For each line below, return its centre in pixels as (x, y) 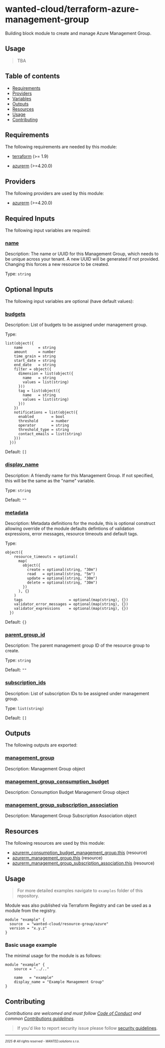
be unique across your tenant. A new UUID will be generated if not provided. (82, 259)
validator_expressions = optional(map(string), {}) (71, 608)
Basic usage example (31, 945)
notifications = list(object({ (46, 412)
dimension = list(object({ (46, 374)
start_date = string (35, 361)
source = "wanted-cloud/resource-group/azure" (59, 924)
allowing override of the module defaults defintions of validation (70, 528)
